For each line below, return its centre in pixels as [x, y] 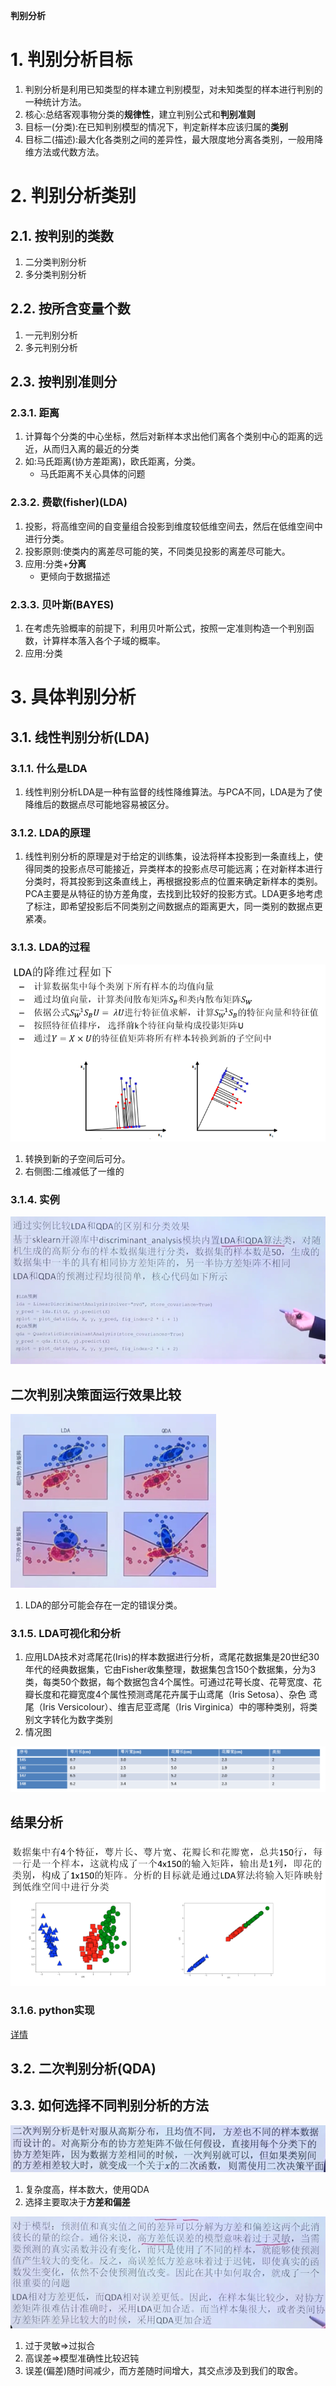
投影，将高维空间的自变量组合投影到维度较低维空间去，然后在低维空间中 [173, 526]
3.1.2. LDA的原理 [50, 832]
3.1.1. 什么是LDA [49, 768]
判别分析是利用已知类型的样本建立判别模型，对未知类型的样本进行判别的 [173, 89]
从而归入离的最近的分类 [91, 449]
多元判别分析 [51, 347]
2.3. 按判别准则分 [64, 382]
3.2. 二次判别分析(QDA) [83, 2069]
